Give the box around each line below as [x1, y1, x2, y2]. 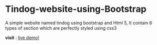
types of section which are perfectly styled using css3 [5, 25, 117, 31]
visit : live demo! [5, 35, 39, 41]
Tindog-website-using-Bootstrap [5, 3, 147, 15]
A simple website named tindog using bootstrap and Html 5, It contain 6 [5, 20, 153, 26]
